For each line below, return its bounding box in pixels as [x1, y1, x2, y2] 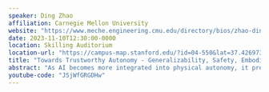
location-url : [8, 49, 56, 57]
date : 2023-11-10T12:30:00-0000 [8, 34, 116, 42]
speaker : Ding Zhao [8, 11, 74, 20]
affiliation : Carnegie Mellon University [8, 19, 149, 27]
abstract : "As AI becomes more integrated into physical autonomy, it [8, 64, 249, 72]
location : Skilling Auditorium [8, 42, 113, 50]
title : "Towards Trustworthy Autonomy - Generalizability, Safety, [8, 57, 239, 65]
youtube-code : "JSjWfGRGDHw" [8, 71, 106, 79]
